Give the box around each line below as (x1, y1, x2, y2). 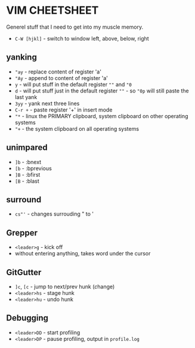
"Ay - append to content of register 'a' (14, 74, 109, 81)
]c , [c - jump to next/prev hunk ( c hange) (14, 283, 115, 290)
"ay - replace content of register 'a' (14, 68, 101, 75)
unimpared (6, 143, 48, 153)
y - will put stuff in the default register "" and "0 (14, 81, 132, 88)
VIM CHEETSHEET (6, 4, 99, 17)
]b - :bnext (14, 158, 42, 165)
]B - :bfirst (14, 171, 41, 178)
